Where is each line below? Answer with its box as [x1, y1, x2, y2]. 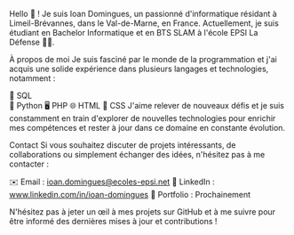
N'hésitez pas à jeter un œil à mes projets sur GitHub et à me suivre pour [9, 207, 276, 217]
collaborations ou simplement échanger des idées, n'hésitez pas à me [9, 150, 266, 159]
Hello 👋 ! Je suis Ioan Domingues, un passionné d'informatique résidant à [9, 9, 277, 19]
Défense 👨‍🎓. [9, 36, 55, 47]
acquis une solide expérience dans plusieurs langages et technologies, [9, 63, 269, 74]
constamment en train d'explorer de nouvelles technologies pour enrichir [9, 113, 276, 124]
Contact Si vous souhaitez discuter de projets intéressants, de [9, 140, 236, 150]
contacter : [9, 158, 50, 169]
